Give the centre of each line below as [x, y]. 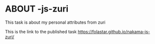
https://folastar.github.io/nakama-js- [114, 31]
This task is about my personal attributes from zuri [55, 22]
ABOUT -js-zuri [37, 9]
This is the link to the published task [41, 31]
